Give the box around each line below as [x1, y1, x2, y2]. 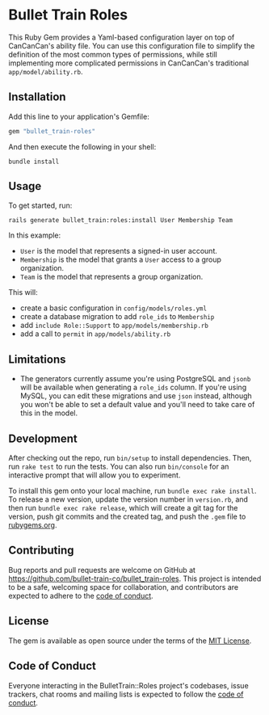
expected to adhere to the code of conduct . [8, 591, 153, 600]
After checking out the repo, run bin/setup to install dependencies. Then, [8, 453, 252, 463]
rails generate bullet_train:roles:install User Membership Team [8, 217, 233, 225]
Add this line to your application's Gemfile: [8, 111, 149, 121]
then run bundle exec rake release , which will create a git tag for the [8, 503, 238, 513]
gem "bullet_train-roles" [8, 127, 95, 135]
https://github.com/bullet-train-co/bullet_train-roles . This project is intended [8, 574, 262, 583]
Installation [8, 90, 66, 104]
